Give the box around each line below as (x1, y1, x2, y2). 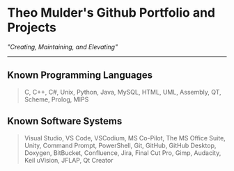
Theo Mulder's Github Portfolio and (7, 5, 216, 21)
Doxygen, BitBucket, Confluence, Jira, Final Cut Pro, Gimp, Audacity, (24, 148, 221, 157)
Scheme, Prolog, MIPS (24, 95, 89, 104)
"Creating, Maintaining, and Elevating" (7, 42, 118, 51)
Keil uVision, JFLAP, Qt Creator (24, 156, 114, 164)
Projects (7, 19, 57, 35)
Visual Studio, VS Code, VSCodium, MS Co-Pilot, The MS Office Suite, (24, 133, 226, 142)
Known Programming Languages (7, 70, 153, 81)
